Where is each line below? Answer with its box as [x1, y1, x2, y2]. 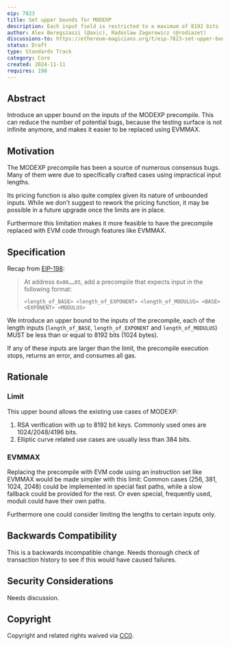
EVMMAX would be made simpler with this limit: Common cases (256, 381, [7, 475, 218, 483]
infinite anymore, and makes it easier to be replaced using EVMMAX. [7, 125, 201, 134]
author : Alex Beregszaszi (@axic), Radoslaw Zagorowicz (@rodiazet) [7, 29, 207, 36]
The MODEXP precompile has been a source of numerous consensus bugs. [7, 164, 220, 172]
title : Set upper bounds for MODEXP [7, 16, 112, 23]
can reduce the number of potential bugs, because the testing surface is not [7, 118, 222, 127]
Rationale [7, 371, 49, 383]
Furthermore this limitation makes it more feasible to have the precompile [7, 219, 214, 227]
